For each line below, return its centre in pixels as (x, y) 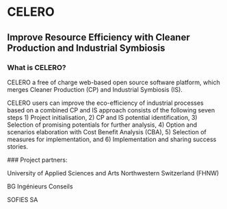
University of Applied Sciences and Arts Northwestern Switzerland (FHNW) (113, 173)
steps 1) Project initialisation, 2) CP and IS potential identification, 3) (102, 117)
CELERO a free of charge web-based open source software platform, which (113, 82)
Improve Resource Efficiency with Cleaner (98, 37)
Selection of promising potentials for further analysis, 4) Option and (102, 125)
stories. (18, 146)
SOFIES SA (23, 199)
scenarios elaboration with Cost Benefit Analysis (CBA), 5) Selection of (107, 132)
